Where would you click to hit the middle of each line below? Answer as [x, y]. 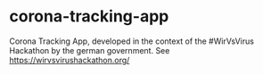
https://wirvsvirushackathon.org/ [70, 60]
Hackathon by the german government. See [90, 50]
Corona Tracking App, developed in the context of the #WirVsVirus [131, 41]
